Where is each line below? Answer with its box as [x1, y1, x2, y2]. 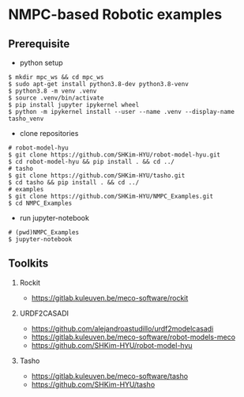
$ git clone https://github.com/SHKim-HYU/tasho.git [8, 172, 186, 180]
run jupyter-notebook [19, 214, 89, 222]
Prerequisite [8, 37, 70, 51]
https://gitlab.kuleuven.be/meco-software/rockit [31, 293, 189, 302]
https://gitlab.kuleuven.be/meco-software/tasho [31, 371, 188, 380]
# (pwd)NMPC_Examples [8, 229, 80, 236]
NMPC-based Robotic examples [8, 6, 223, 24]
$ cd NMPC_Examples [8, 199, 73, 207]
